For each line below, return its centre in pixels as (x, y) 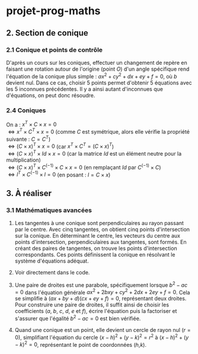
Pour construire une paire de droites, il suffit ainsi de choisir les (92, 305)
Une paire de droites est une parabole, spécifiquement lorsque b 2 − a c (101, 285)
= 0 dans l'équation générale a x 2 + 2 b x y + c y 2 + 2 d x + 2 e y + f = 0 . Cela (102, 292)
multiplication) (24, 160)
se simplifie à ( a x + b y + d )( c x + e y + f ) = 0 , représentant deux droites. (100, 299)
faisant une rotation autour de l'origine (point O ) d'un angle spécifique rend (98, 69)
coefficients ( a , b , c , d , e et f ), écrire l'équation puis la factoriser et (96, 311)
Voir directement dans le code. (52, 273)
